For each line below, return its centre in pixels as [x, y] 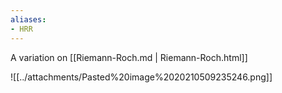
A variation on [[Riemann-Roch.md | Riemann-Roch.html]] [129, 57]
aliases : [28, 19]
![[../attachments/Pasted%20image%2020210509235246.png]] [141, 77]
